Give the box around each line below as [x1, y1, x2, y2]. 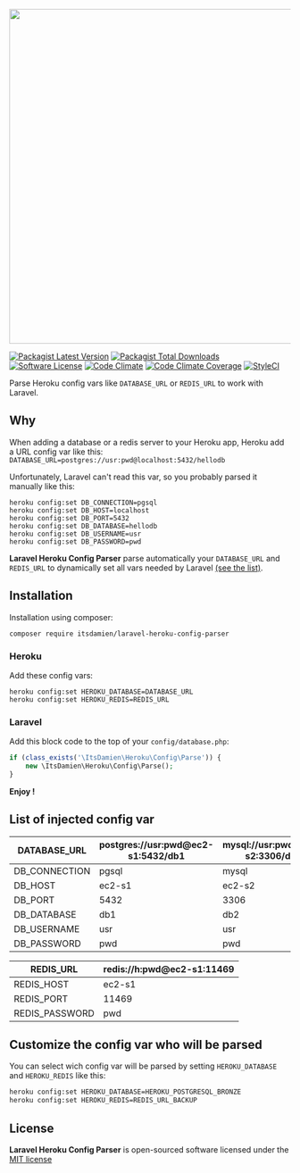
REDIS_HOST [13, 977, 70, 990]
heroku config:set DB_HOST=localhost [9, 505, 150, 515]
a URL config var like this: [9, 446, 104, 457]
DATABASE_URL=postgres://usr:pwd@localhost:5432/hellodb [9, 455, 226, 464]
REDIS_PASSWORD [13, 1007, 96, 1019]
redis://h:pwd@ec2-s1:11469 [103, 962, 235, 975]
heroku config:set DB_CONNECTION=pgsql [9, 498, 158, 507]
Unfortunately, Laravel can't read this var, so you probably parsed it [9, 471, 257, 482]
